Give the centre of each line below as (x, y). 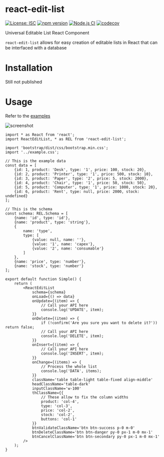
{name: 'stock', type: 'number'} (49, 266)
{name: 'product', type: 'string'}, (52, 222)
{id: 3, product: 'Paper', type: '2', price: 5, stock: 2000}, (81, 178)
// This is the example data (35, 161)
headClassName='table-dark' (61, 384)
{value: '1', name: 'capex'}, (63, 244)
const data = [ (21, 165)
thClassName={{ (48, 393)
